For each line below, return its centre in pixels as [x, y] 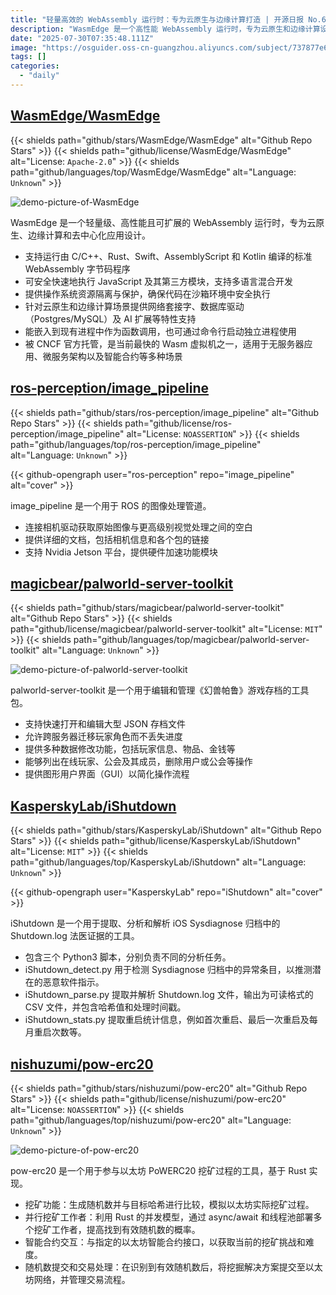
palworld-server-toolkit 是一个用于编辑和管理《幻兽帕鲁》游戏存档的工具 [160, 690]
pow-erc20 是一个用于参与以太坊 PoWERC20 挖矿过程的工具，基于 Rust [158, 1170]
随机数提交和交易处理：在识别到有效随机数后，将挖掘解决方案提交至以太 [173, 1267]
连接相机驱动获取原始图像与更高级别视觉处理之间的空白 [138, 527]
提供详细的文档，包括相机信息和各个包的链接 [117, 539]
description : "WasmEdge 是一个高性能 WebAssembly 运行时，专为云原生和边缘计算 [165, 29]
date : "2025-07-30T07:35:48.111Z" [82, 38]
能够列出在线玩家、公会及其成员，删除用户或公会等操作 [138, 762]
